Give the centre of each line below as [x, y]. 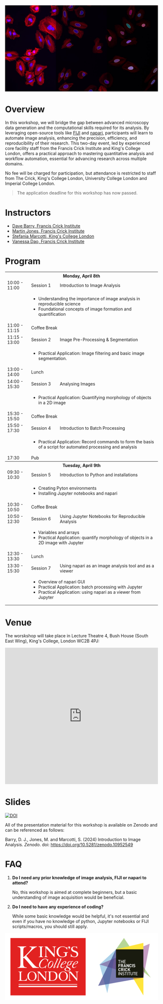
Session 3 [41, 384]
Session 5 [41, 475]
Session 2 [41, 340]
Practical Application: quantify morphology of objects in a [95, 538]
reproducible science [59, 304]
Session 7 [41, 568]
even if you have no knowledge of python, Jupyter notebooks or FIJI [80, 922]
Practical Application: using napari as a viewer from [89, 592]
